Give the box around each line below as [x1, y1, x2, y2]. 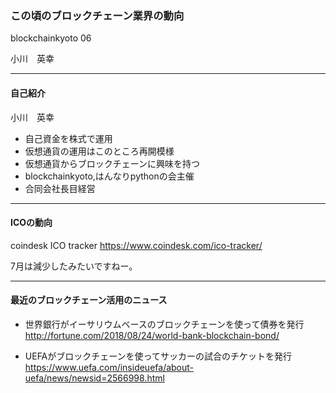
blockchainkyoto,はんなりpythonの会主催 [24, 170, 195, 182]
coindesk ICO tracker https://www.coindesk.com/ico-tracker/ [10, 239, 263, 251]
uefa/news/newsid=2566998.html [24, 372, 165, 384]
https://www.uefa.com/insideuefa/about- [24, 361, 195, 373]
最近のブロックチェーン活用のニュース [10, 294, 168, 306]
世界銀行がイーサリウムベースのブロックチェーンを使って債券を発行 [24, 318, 305, 330]
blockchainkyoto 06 [10, 32, 92, 44]
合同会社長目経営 [24, 182, 96, 194]
